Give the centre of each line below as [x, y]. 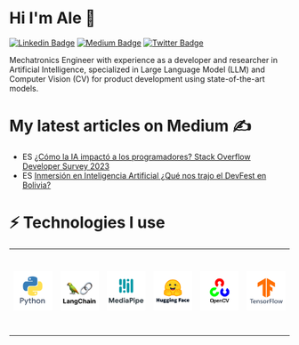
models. [24, 88]
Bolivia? [36, 185]
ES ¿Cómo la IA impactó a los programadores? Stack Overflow [136, 156]
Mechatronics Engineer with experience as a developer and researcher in [144, 60]
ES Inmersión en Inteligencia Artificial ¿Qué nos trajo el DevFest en [144, 175]
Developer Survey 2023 [65, 166]
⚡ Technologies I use [87, 223]
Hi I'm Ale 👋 [53, 18]
